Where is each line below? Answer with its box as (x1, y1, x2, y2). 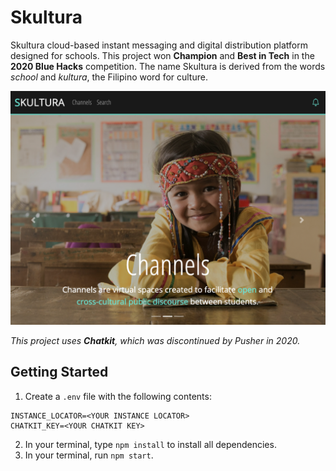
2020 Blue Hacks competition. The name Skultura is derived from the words (10, 60, 326, 72)
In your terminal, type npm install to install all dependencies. (24, 438, 277, 450)
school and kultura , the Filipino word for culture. (10, 71, 208, 83)
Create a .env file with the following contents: (24, 390, 212, 402)
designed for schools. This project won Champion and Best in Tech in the (10, 49, 315, 61)
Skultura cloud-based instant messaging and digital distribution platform (10, 39, 308, 51)
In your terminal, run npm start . (24, 449, 154, 461)
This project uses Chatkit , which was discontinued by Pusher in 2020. (10, 335, 301, 346)
